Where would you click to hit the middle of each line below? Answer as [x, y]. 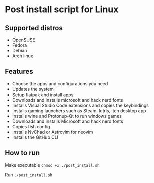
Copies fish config [31, 126]
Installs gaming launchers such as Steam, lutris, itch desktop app [79, 110]
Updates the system [33, 89]
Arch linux [22, 56]
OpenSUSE [24, 40]
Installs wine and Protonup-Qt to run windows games [67, 116]
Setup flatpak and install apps [43, 95]
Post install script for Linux [62, 9]
